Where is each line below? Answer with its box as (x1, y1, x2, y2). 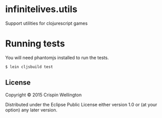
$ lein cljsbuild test (5, 64, 53, 69)
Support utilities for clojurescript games (5, 20, 88, 26)
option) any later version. (5, 107, 57, 113)
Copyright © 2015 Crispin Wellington (5, 92, 82, 98)
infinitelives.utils (5, 4, 77, 15)
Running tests (5, 38, 65, 49)
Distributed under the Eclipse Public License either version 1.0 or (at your (5, 101, 157, 107)
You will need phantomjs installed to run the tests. (5, 54, 109, 61)
